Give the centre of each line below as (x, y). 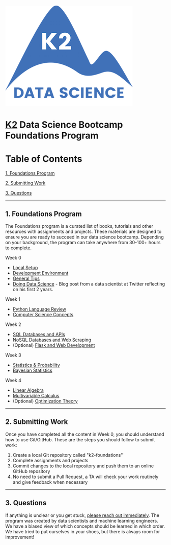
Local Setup (25, 267)
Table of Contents (44, 159)
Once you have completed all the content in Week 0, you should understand (85, 434)
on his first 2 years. (33, 289)
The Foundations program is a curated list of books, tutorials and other (79, 226)
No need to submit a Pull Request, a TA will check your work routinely (85, 477)
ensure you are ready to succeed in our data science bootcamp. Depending (84, 237)
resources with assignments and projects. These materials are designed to (83, 231)
